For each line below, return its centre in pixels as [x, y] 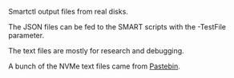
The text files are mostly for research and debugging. [96, 51]
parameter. [26, 35]
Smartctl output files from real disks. [68, 12]
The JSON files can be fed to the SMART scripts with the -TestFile [117, 27]
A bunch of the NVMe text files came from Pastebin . [94, 66]
